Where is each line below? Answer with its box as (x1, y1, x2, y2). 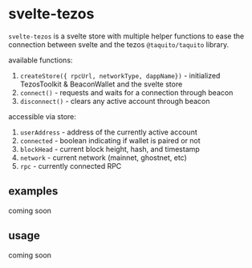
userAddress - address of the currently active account (19, 127, 198, 137)
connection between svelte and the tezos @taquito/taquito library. (8, 39, 230, 49)
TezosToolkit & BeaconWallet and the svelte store (19, 79, 183, 89)
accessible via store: (8, 111, 76, 121)
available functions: (8, 55, 73, 65)
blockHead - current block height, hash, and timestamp (19, 144, 201, 154)
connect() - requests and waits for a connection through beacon (19, 87, 234, 97)
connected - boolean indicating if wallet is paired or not (19, 135, 201, 145)
